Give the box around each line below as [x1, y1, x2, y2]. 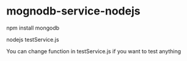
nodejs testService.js [6, 36, 59, 43]
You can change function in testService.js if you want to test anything [6, 47, 182, 55]
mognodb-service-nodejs [6, 4, 141, 18]
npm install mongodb [6, 24, 60, 31]
